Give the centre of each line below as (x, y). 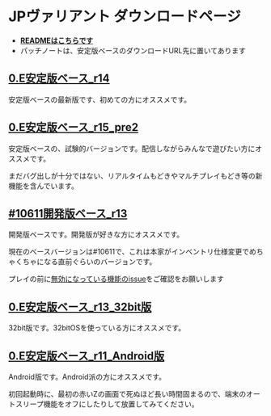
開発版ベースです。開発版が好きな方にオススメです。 (96, 234)
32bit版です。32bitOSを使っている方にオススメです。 (97, 328)
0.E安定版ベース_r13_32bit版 (80, 307)
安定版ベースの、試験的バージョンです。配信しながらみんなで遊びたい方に (132, 148)
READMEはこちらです (57, 40)
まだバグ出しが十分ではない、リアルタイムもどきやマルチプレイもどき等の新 (135, 175)
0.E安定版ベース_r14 (59, 79)
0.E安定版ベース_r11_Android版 (87, 356)
